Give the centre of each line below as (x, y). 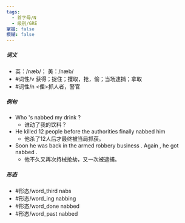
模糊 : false (20, 35)
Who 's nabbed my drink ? (48, 118)
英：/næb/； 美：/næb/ (44, 71)
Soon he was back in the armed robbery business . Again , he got (97, 146)
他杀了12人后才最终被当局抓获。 (64, 139)
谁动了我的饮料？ (45, 125)
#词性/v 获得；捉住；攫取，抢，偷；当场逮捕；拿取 (79, 79)
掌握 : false (20, 29)
